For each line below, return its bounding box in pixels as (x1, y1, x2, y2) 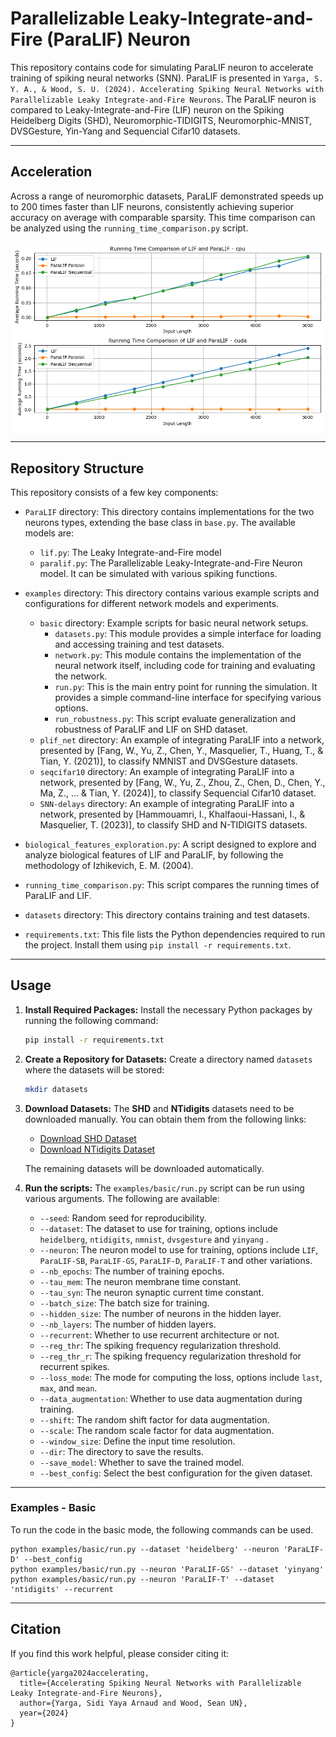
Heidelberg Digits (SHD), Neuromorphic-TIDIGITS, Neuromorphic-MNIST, (10, 114, 313, 126)
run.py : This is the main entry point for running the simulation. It (54, 680, 318, 692)
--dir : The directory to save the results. (39, 1445, 204, 1457)
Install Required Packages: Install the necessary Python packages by (24, 1003, 313, 1016)
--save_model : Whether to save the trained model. (39, 1456, 245, 1468)
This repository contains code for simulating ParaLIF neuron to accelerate (10, 61, 314, 73)
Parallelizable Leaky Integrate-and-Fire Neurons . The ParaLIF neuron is (10, 93, 317, 105)
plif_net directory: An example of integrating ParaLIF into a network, (39, 733, 325, 746)
